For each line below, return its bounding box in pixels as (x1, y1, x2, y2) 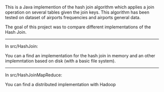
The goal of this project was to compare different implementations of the (5, 24, 151, 30)
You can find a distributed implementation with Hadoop (5, 82, 116, 87)
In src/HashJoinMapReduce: (5, 72, 62, 78)
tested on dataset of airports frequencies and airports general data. (5, 15, 141, 20)
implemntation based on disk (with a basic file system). (5, 58, 116, 64)
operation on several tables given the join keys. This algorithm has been (5, 9, 150, 15)
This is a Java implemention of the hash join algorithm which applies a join (5, 4, 155, 10)
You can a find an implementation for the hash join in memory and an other (5, 53, 155, 58)
